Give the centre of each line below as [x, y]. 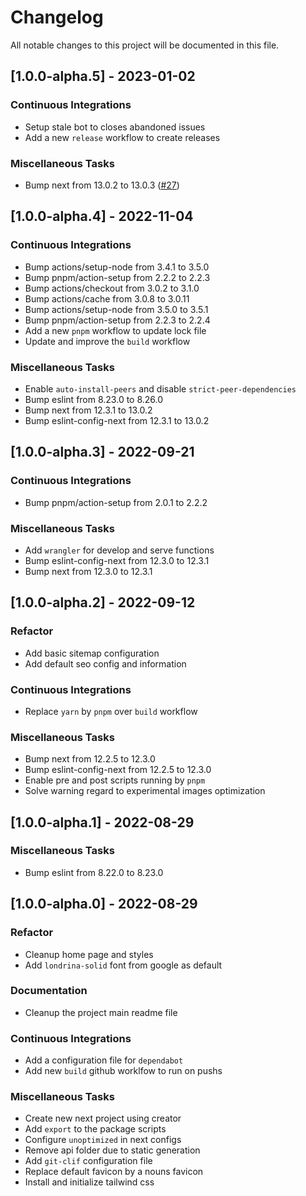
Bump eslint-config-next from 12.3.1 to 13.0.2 [117, 420]
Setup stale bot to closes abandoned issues [115, 127]
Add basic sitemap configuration [92, 653]
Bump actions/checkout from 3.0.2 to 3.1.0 [112, 288]
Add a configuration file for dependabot [104, 1060]
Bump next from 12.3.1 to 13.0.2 [88, 410]
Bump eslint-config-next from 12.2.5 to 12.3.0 [118, 770]
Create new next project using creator [103, 1118]
